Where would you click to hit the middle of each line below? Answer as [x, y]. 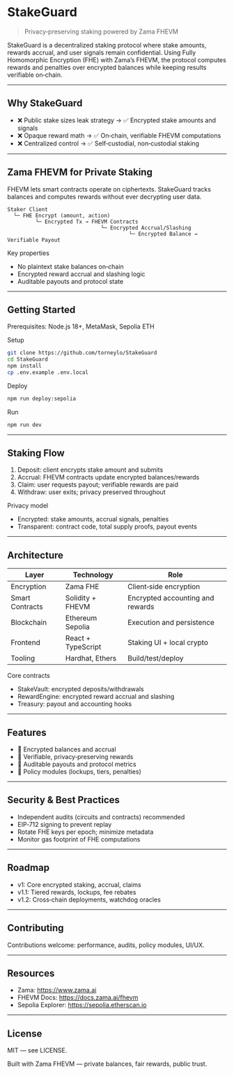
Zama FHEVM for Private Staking [80, 172]
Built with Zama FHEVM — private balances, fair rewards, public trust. [107, 1064]
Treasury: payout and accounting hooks [75, 704]
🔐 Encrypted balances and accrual [67, 749]
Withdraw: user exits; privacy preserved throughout [91, 492]
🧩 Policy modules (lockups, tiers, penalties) [79, 772]
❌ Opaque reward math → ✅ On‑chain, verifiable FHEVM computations [119, 135]
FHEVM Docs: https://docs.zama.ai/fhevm [78, 997]
